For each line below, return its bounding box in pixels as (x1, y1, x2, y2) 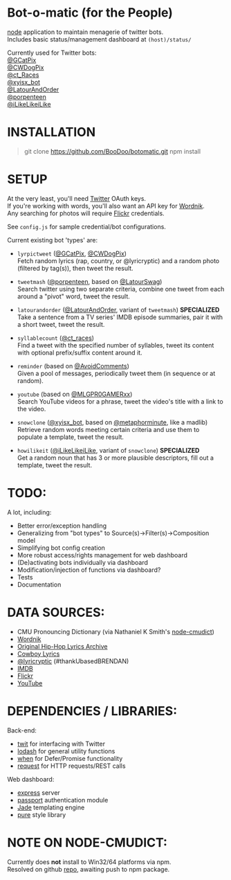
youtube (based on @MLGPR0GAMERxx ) (17, 390, 133, 398)
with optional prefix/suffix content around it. (17, 348, 143, 357)
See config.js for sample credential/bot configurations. (7, 222, 166, 231)
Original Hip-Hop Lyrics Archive (17, 642, 108, 650)
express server (17, 788, 60, 797)
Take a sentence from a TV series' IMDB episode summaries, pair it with (17, 313, 223, 321)
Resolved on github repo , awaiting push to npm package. (7, 865, 170, 873)
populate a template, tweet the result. (17, 433, 124, 441)
